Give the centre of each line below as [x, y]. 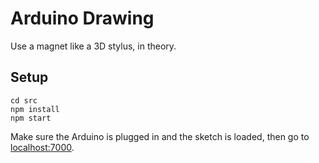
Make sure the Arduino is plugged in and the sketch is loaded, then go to [160, 136]
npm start [31, 118]
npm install [35, 109]
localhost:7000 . [42, 147]
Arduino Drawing [82, 18]
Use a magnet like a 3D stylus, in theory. [93, 46]
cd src [24, 100]
